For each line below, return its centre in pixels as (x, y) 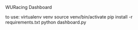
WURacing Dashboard (29, 7)
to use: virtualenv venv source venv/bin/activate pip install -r (69, 17)
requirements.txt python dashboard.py (46, 22)
